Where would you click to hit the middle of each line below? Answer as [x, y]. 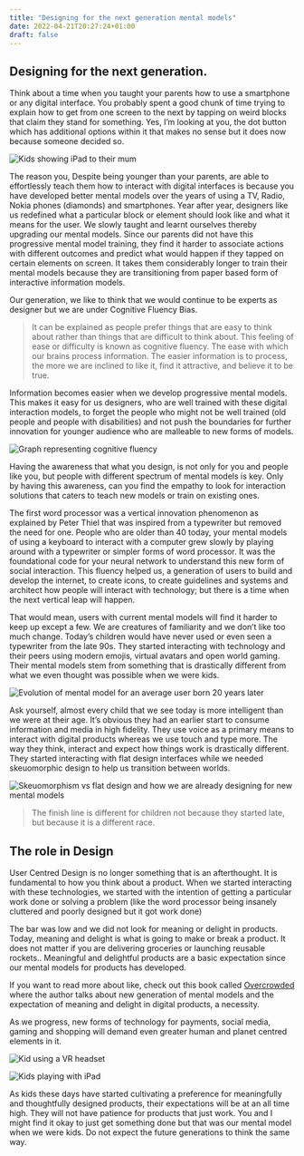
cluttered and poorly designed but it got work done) [106, 911]
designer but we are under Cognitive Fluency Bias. [104, 310]
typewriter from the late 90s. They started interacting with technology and [147, 646]
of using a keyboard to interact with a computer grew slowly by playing [142, 542]
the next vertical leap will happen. [72, 600]
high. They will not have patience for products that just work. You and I [141, 1113]
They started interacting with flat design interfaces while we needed [137, 759]
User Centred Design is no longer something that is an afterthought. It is [143, 873]
